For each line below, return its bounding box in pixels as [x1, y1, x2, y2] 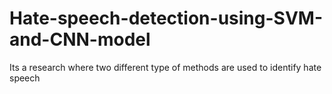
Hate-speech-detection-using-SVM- [9, 7, 323, 30]
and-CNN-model [9, 28, 151, 51]
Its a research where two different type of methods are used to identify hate [9, 61, 322, 73]
